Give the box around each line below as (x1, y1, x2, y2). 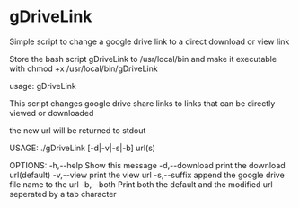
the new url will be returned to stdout (9, 124, 146, 136)
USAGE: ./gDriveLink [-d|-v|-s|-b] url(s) (9, 142, 155, 153)
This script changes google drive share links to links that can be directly (9, 97, 276, 109)
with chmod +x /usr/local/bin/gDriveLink (9, 63, 159, 74)
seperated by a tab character (9, 188, 117, 199)
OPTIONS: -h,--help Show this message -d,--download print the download (9, 159, 286, 170)
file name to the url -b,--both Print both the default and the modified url (9, 178, 273, 190)
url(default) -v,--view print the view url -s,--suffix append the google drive (9, 169, 285, 180)
